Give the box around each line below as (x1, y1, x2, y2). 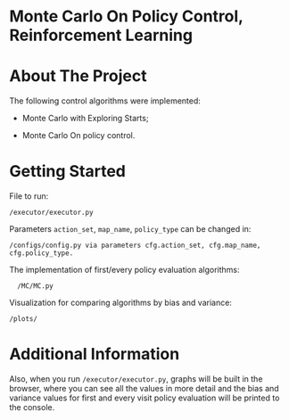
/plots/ (9, 315, 38, 324)
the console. (9, 402, 55, 412)
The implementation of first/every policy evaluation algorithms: (9, 265, 240, 276)
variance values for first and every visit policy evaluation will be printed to (9, 392, 280, 403)
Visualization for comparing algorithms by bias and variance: (9, 297, 232, 309)
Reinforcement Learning (9, 25, 194, 45)
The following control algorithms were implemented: (9, 95, 201, 106)
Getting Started (9, 161, 127, 182)
